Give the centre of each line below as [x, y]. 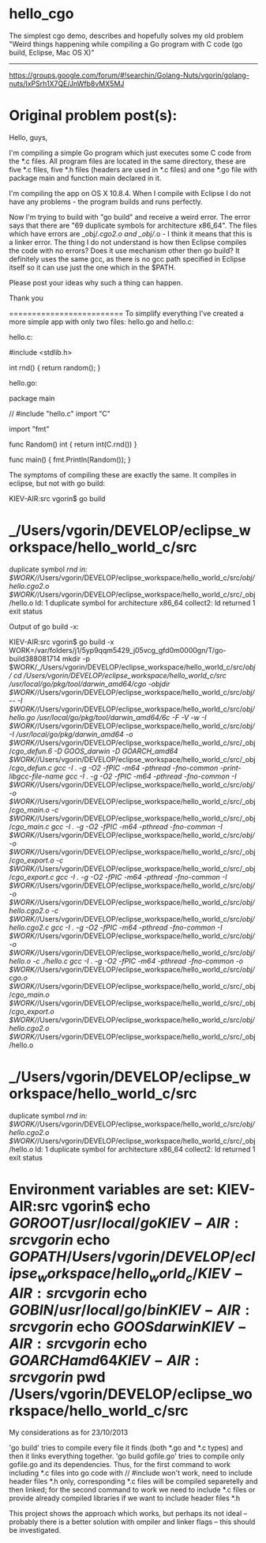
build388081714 [35, 658]
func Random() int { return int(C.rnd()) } [73, 444]
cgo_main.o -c [35, 809]
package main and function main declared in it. [85, 178]
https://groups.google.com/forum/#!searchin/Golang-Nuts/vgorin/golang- [129, 75]
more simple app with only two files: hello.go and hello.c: [101, 322]
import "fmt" [29, 428]
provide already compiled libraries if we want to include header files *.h [124, 1498]
